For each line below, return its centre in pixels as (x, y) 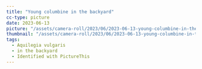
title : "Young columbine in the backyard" (60, 12)
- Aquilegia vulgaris (39, 46)
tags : (13, 40)
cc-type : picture (28, 17)
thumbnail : (20, 34)
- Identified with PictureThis (51, 56)
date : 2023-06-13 (28, 23)
